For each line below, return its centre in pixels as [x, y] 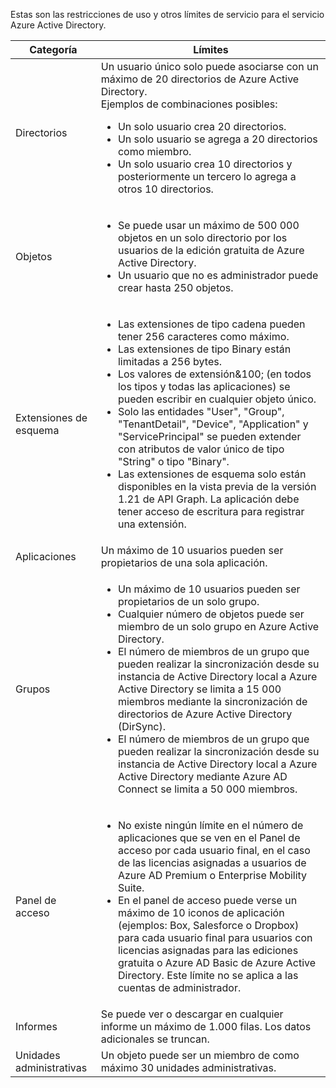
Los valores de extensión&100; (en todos [214, 374]
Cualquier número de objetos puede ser [211, 614]
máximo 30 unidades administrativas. [188, 1067]
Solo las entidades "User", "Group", [201, 411]
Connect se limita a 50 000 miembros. [207, 789]
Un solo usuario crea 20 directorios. [202, 126]
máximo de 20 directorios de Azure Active [200, 79]
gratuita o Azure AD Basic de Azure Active [217, 962]
